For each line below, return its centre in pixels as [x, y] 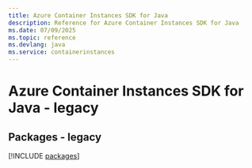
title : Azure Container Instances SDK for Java [88, 15]
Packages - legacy [55, 137]
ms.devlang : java [37, 45]
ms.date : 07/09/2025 [42, 30]
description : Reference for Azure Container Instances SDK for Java [124, 23]
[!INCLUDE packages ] [44, 156]
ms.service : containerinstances [61, 52]
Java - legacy [53, 108]
